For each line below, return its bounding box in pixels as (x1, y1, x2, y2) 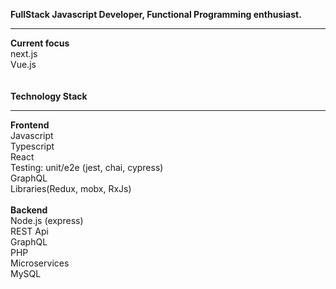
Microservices (10, 257, 70, 269)
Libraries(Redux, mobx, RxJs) (10, 183, 132, 194)
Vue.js (10, 59, 37, 70)
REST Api (10, 225, 49, 237)
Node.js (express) (10, 215, 84, 226)
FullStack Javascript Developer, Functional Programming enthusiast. (10, 9, 302, 20)
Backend (10, 204, 48, 216)
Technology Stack (10, 90, 88, 102)
